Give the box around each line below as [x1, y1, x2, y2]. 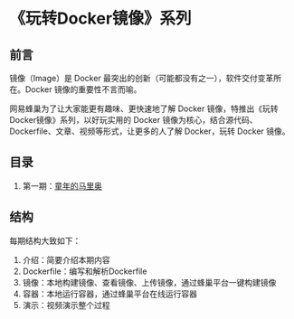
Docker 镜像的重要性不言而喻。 [24, 84, 142, 95]
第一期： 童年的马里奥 [22, 180, 102, 191]
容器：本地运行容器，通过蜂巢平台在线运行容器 [22, 288, 197, 299]
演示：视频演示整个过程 [22, 299, 110, 310]
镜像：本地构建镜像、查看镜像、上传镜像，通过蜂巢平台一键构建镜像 [22, 277, 277, 287]
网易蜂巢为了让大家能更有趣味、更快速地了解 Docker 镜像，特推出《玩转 [9, 103, 279, 114]
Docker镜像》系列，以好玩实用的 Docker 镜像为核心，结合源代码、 [9, 115, 258, 125]
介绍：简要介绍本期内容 [22, 254, 110, 265]
